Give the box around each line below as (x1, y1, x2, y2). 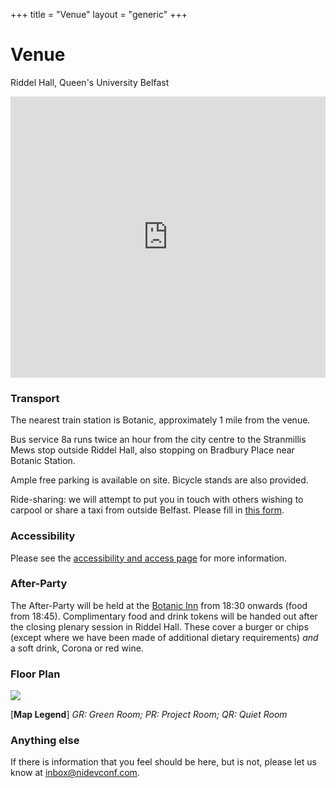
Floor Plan (10, 667, 61, 681)
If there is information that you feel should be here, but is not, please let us (10, 756, 317, 768)
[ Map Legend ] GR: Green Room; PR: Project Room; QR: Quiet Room (10, 709, 288, 721)
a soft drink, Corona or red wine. (10, 642, 144, 654)
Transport (10, 391, 60, 405)
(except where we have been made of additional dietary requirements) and (10, 631, 319, 643)
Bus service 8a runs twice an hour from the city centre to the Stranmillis (10, 434, 307, 446)
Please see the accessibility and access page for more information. (10, 552, 288, 564)
